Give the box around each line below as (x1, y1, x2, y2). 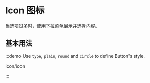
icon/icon (5, 63, 26, 69)
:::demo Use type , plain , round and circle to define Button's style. (5, 53, 145, 59)
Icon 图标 (5, 5, 45, 16)
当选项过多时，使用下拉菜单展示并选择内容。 (5, 23, 100, 29)
